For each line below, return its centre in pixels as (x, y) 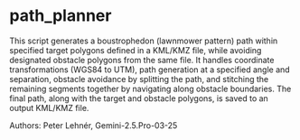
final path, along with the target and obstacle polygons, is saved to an (139, 98)
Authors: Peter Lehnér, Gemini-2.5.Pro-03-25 (94, 125)
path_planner (61, 16)
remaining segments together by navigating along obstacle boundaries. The (150, 89)
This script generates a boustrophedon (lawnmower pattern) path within (144, 41)
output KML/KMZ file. (49, 107)
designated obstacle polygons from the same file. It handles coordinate (142, 60)
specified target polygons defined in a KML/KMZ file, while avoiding (136, 50)
